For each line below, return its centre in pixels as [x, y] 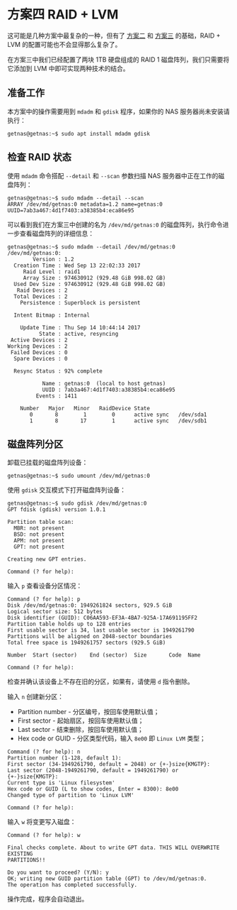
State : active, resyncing [79, 334]
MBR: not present [39, 528]
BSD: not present [39, 535]
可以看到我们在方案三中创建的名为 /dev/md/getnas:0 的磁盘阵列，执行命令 [115, 224]
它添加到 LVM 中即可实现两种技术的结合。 [68, 68]
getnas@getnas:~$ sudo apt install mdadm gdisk [79, 133]
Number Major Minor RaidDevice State [85, 408]
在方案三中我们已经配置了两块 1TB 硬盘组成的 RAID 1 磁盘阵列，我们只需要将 [118, 59]
